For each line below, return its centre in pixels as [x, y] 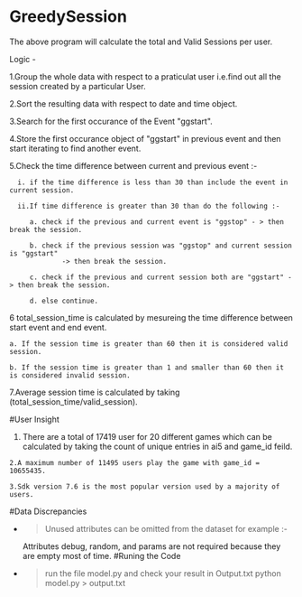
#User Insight [35, 419]
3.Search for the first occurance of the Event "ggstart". [111, 121]
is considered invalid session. [70, 375]
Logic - [23, 59]
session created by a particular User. [78, 86]
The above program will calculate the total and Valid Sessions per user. [141, 42]
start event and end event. [58, 327]
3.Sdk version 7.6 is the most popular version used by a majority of [145, 486]
